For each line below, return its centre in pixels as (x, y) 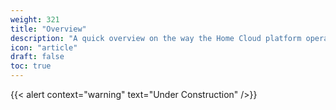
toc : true (31, 66)
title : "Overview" (48, 29)
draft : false (37, 57)
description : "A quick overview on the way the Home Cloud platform (156, 38)
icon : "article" (44, 47)
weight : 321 (35, 19)
